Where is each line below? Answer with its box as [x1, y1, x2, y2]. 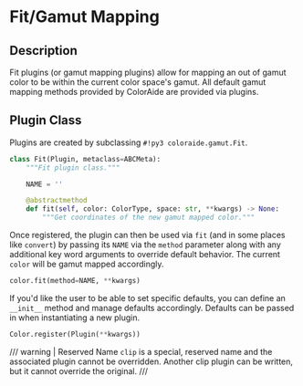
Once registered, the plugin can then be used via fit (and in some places [9, 230, 286, 241]
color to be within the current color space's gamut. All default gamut [9, 77, 266, 88]
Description [9, 43, 78, 58]
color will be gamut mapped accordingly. [9, 258, 164, 270]
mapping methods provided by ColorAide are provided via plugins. [9, 87, 259, 97]
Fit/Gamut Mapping [9, 6, 160, 27]
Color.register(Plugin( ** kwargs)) [9, 329, 141, 339]
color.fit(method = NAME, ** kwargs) [9, 276, 141, 286]
